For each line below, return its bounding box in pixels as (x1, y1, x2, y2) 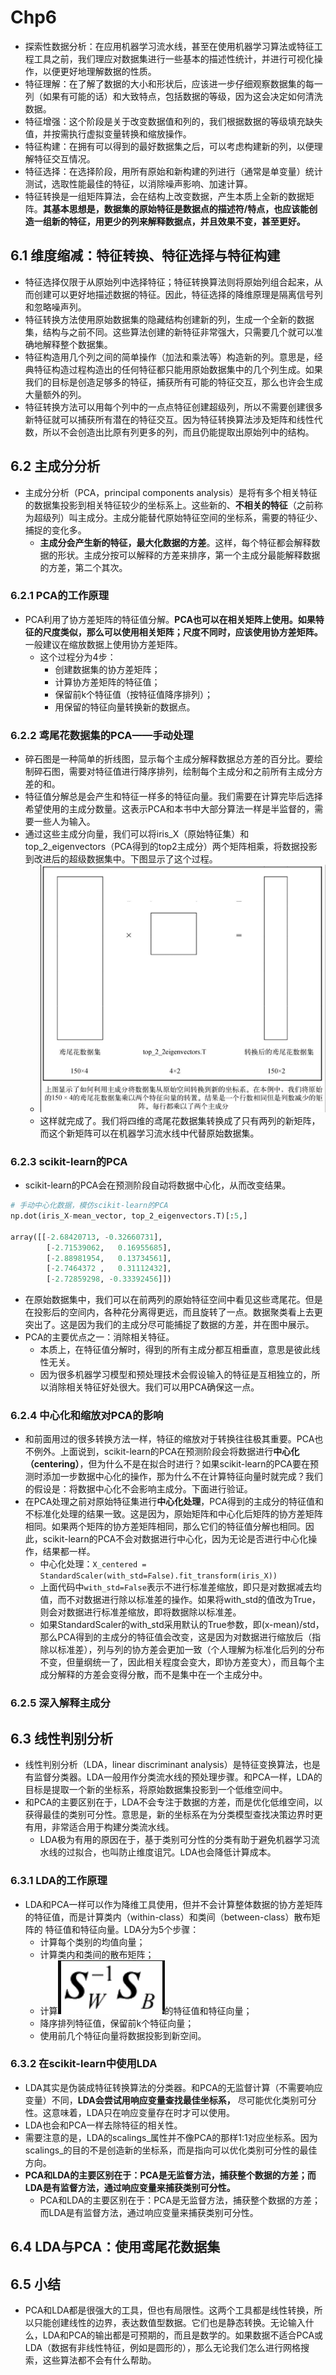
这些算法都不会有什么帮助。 (42, 2354, 157, 2366)
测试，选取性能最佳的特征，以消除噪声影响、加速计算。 (24, 177, 253, 190)
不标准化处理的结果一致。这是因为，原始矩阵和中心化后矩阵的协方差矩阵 (24, 1508, 323, 1520)
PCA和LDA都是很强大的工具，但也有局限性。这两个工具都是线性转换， (24, 2304, 315, 2316)
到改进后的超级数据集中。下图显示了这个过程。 (24, 853, 218, 865)
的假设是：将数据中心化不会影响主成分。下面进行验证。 (24, 1483, 253, 1495)
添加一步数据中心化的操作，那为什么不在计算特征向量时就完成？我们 (42, 1471, 323, 1483)
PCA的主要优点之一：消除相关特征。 (24, 1331, 175, 1343)
